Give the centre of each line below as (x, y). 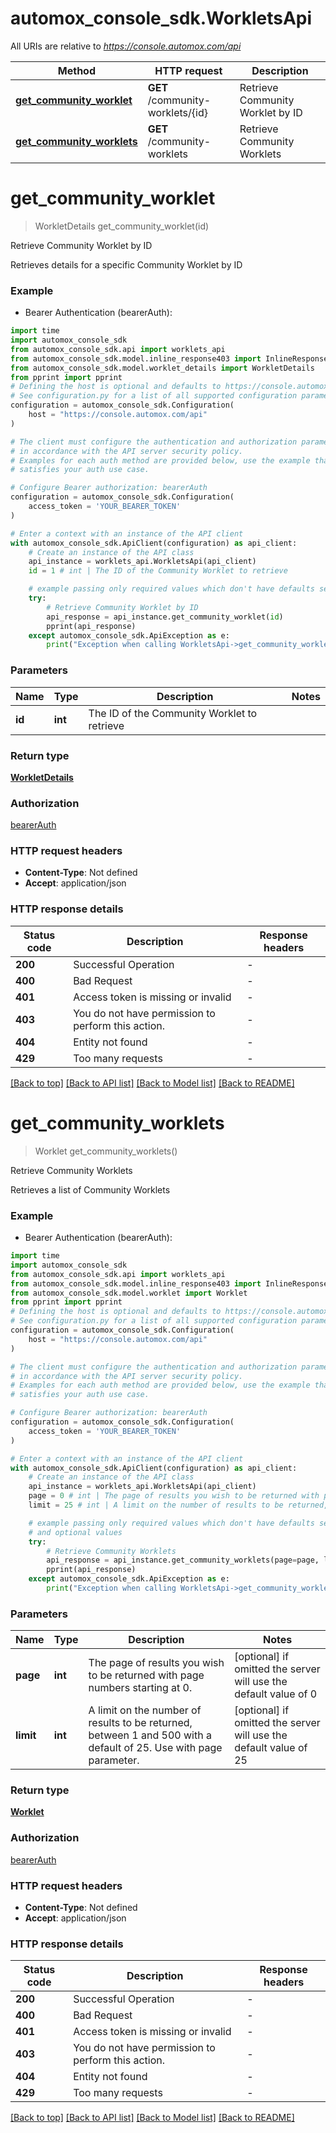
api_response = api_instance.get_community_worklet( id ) (165, 617)
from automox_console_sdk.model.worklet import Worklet (129, 1293)
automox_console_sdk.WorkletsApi (161, 18)
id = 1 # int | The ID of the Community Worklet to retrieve (158, 571)
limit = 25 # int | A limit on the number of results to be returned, (178, 1505)
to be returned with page (146, 1675)
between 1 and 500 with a (150, 1735)
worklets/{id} (177, 112)
